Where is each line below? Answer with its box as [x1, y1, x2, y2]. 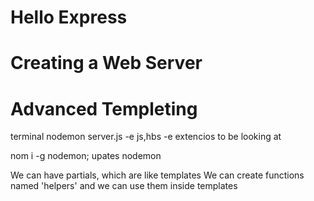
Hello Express [10, 6, 128, 29]
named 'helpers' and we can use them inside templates [10, 180, 238, 192]
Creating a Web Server [10, 52, 203, 75]
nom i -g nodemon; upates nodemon [10, 150, 162, 162]
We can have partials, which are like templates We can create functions [10, 169, 305, 181]
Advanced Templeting [10, 97, 198, 120]
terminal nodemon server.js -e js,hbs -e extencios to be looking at [10, 131, 282, 143]
